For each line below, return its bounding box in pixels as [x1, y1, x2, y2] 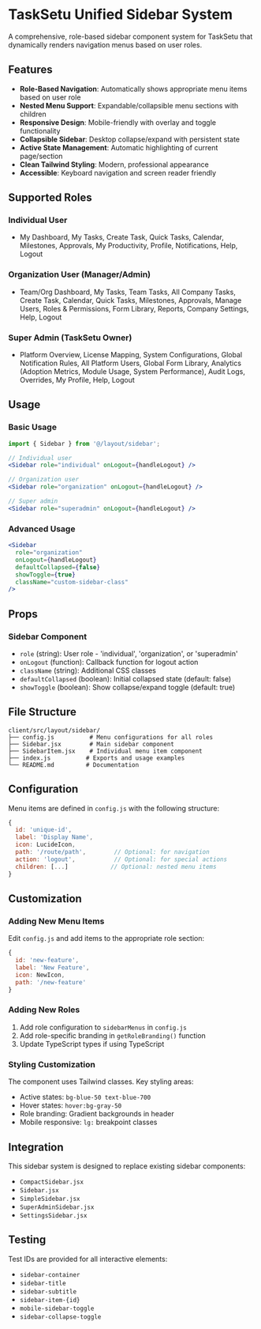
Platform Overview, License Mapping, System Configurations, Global [19, 350, 243, 360]
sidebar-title [19, 1279, 66, 1287]
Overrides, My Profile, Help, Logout [19, 376, 136, 385]
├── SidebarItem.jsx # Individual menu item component [8, 747, 203, 755]
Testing [8, 1233, 47, 1247]
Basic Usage [8, 421, 58, 432]
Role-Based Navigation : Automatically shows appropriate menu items [19, 84, 248, 93]
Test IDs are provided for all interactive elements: [8, 1254, 168, 1263]
